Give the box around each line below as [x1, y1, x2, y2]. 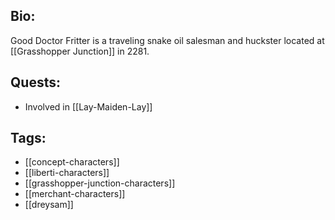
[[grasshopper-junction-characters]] [24, 177, 176, 189]
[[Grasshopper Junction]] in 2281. [10, 45, 150, 57]
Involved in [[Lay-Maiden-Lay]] [24, 100, 153, 113]
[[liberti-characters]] [24, 167, 110, 179]
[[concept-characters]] [24, 156, 120, 168]
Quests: [10, 74, 61, 91]
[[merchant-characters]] [24, 188, 126, 200]
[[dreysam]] [24, 199, 74, 211]
